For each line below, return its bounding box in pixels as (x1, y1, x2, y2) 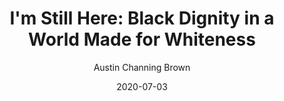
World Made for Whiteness (28, 28, 256, 51)
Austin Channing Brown (93, 61, 191, 73)
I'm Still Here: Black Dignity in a (9, 7, 275, 30)
